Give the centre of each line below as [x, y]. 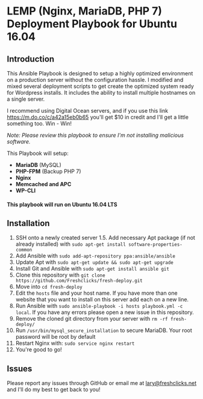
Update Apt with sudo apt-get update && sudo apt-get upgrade [94, 262]
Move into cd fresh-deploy [49, 287]
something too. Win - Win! [39, 124]
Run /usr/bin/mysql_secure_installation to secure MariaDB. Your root [104, 330]
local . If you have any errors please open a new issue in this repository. [105, 312]
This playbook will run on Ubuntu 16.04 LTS [62, 204]
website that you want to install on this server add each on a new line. [102, 300]
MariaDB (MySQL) [39, 165]
